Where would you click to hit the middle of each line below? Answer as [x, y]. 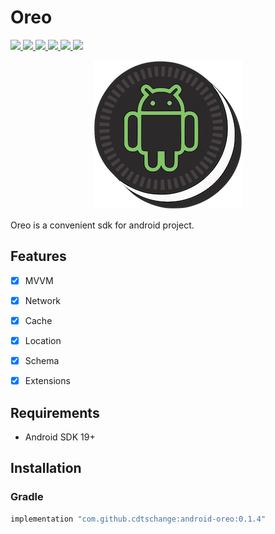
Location [43, 340]
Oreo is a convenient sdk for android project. [102, 225]
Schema [42, 360]
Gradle [27, 497]
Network [43, 300]
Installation [46, 468]
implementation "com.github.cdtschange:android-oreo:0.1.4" [138, 519]
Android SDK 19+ [60, 437]
